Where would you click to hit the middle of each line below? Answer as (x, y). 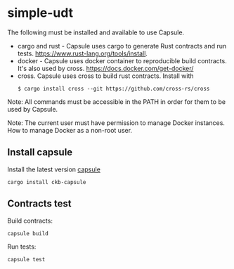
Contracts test (39, 204)
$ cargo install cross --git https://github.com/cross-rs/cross (113, 88)
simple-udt (40, 13)
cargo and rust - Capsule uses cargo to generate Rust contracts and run (122, 46)
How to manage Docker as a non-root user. (70, 130)
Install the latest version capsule (54, 169)
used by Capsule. (33, 109)
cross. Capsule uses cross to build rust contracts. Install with (106, 76)
